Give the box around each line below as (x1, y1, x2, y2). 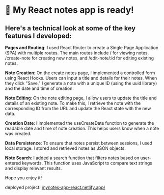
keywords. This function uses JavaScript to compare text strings (22, 160, 152, 166)
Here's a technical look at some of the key (5, 24, 136, 32)
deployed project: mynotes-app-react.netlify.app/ (5, 184, 106, 190)
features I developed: (5, 31, 72, 40)
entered (5, 160, 21, 166)
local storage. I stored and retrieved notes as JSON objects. (5, 145, 126, 151)
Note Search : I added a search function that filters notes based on (5, 155, 139, 161)
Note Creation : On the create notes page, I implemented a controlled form (5, 70, 156, 76)
